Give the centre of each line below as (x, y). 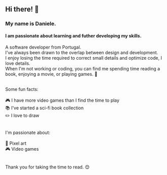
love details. (18, 63)
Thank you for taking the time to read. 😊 (48, 167)
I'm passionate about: (28, 133)
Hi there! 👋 (22, 9)
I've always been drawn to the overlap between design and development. (82, 52)
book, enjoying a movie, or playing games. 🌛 (51, 74)
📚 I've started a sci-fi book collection (45, 108)
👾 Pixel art (16, 143)
